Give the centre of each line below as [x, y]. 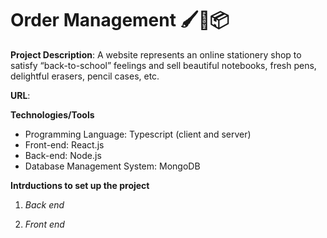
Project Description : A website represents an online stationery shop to [156, 54]
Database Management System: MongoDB [112, 166]
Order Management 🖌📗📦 [120, 20]
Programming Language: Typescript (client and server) [138, 134]
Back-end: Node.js [63, 155]
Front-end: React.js [64, 144]
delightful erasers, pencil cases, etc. [85, 76]
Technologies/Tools [52, 114]
